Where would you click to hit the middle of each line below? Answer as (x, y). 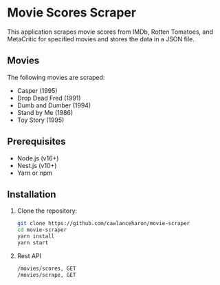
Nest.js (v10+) (37, 165)
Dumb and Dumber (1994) (54, 105)
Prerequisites (36, 141)
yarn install (36, 236)
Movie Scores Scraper (71, 13)
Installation (32, 194)
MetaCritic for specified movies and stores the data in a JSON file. (101, 39)
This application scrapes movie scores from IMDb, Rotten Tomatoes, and (110, 32)
